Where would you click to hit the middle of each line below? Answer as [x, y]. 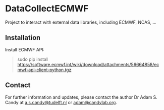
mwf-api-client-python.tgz [44, 70]
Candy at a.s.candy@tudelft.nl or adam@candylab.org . [61, 102]
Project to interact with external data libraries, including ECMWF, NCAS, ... [81, 22]
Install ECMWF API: [25, 49]
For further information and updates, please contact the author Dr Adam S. [81, 97]
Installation [23, 38]
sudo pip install [33, 59]
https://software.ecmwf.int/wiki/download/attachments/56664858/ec [88, 64]
